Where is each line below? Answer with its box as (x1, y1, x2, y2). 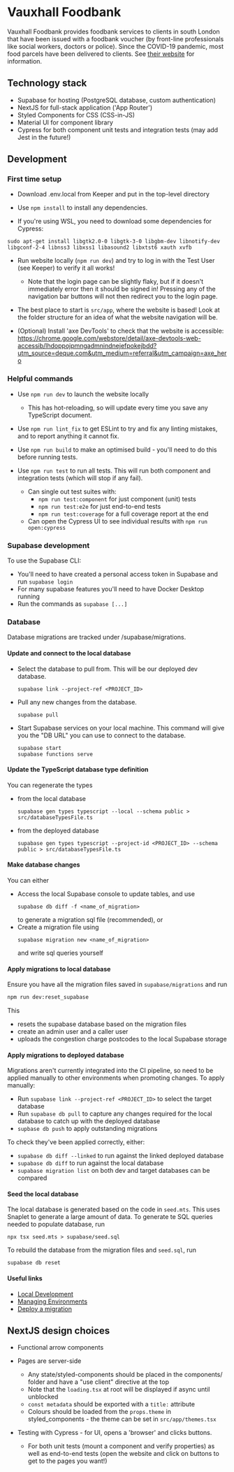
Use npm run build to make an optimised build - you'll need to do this (17, 445, 217, 454)
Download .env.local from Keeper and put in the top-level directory (17, 190, 210, 199)
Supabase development (7, 540, 90, 550)
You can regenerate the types (7, 781, 93, 789)
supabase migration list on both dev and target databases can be (17, 1167, 210, 1175)
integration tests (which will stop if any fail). (17, 473, 143, 482)
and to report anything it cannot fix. (17, 431, 120, 440)
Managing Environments (17, 1297, 88, 1306)
